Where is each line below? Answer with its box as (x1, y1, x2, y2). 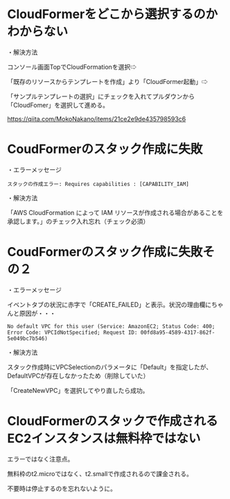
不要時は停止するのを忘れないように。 (7, 484, 116, 493)
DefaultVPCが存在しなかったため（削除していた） (7, 371, 150, 380)
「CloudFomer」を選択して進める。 (7, 101, 109, 109)
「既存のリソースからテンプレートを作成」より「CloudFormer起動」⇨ (7, 77, 208, 85)
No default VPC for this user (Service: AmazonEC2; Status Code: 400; (7, 323, 215, 330)
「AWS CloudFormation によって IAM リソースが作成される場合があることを (7, 208, 224, 217)
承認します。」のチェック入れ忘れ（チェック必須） (7, 217, 150, 226)
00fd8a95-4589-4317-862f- (140, 329, 215, 336)
